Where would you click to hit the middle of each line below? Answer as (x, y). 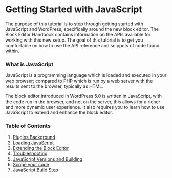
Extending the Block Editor (41, 148)
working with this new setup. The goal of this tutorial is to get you (74, 40)
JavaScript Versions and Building (48, 159)
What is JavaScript (29, 64)
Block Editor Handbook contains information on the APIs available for (78, 34)
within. (12, 51)
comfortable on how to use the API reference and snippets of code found (82, 45)
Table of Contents (28, 126)
